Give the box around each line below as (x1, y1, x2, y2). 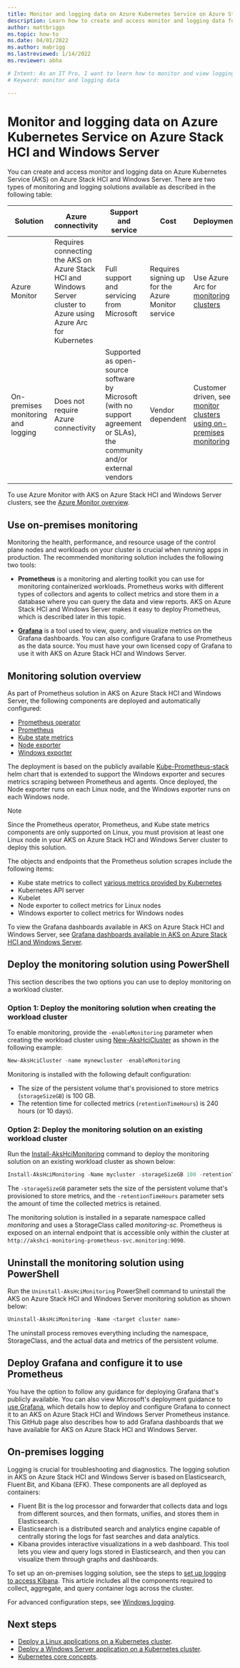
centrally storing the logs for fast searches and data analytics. (17, 1531, 200, 1541)
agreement (104, 419, 142, 429)
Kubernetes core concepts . (17, 1652, 99, 1661)
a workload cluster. (7, 984, 64, 994)
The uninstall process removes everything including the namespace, (7, 1328, 209, 1337)
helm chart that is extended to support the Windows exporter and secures (7, 770, 225, 779)
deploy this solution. (7, 843, 67, 852)
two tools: (7, 561, 37, 569)
